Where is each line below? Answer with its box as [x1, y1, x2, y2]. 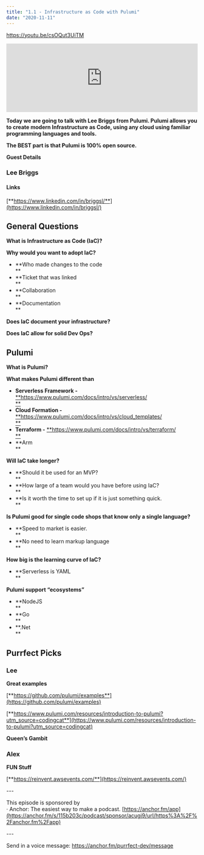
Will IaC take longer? [6, 457, 59, 464]
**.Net [15, 624, 31, 631]
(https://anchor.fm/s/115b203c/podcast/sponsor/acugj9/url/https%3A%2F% [6, 812, 197, 819]
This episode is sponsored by [6, 799, 80, 806]
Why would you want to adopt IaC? [6, 249, 96, 256]
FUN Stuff [6, 764, 32, 771]
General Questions [6, 222, 79, 232]
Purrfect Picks [6, 647, 62, 658]
